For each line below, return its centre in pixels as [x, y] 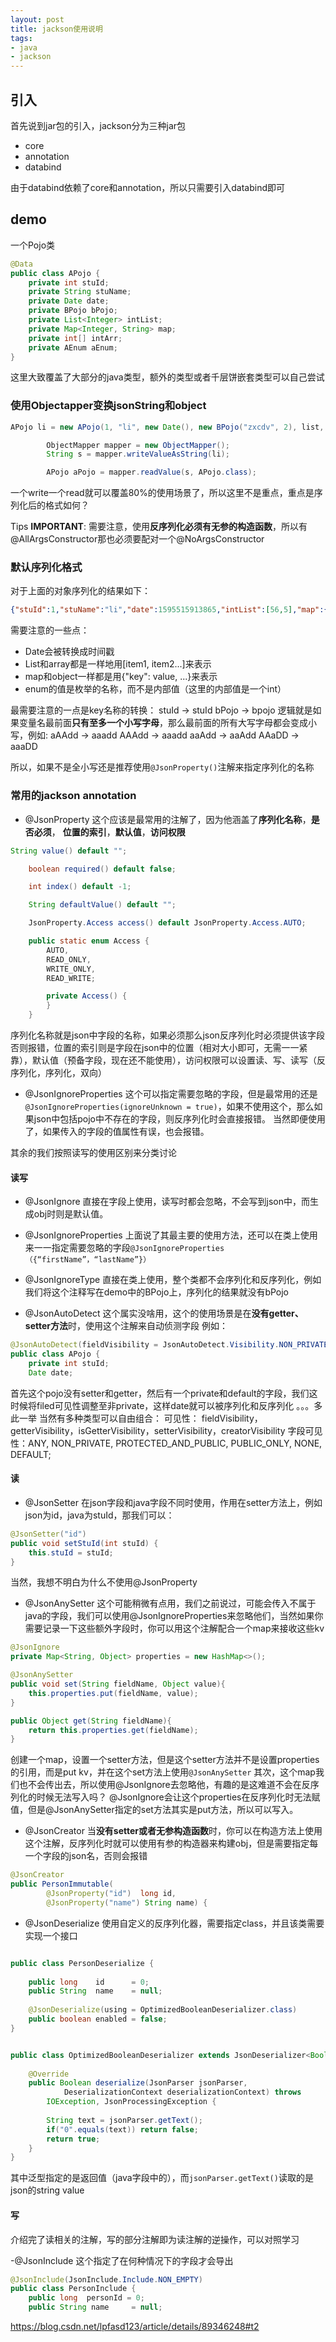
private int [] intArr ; [75, 338]
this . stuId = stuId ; [71, 1552]
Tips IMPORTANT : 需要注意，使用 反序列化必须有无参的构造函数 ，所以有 [159, 527]
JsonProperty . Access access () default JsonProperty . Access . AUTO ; [167, 923]
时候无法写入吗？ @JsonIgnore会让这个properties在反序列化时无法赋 [178, 1797]
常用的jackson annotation [73, 796]
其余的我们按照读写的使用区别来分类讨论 [93, 1153]
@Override [49, 2074]
